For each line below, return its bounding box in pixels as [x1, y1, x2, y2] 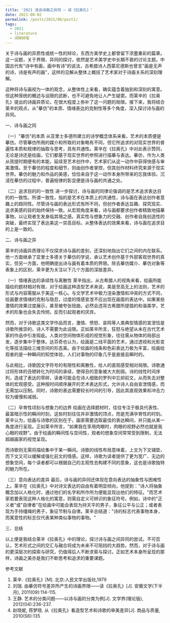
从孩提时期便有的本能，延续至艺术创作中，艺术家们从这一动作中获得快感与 [5, 158, 160, 164]
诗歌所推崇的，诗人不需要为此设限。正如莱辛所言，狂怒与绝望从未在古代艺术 [5, 326, 165, 332]
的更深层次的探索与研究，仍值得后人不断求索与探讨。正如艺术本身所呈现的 [5, 549, 160, 555]
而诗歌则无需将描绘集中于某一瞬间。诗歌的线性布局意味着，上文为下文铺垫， [5, 446, 165, 453]
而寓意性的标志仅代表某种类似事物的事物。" [5, 514, 96, 520]
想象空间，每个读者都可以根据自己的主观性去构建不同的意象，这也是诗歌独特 [5, 459, 165, 466]
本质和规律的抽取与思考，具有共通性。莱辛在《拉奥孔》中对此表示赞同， [14, 145, 165, 152]
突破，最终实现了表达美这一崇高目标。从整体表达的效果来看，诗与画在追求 [5, 220, 160, 226]
